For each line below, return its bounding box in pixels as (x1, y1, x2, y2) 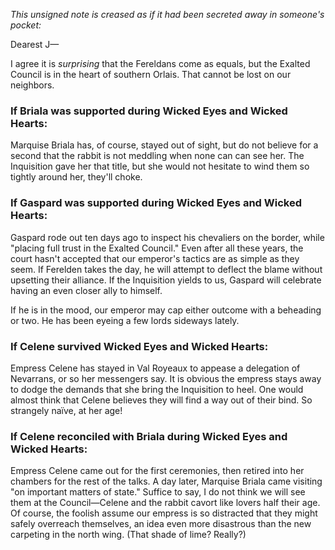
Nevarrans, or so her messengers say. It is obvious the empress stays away (10, 372, 322, 384)
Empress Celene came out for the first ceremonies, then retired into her (10, 465, 305, 477)
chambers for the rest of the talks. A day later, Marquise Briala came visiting (10, 475, 323, 488)
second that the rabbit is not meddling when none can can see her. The (10, 150, 305, 162)
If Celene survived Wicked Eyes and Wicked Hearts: (10, 339, 269, 353)
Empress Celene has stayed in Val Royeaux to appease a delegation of (10, 362, 301, 374)
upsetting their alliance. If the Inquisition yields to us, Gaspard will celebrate (10, 274, 322, 286)
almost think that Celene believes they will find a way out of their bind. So (10, 394, 313, 406)
